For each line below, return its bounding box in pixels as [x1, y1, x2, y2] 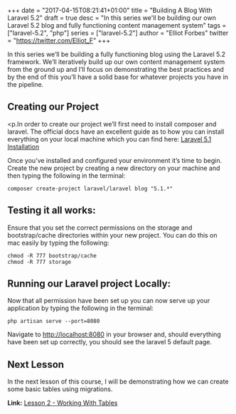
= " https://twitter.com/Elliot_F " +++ [7, 36, 111, 45]
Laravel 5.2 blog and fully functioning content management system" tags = [7, 21, 227, 29]
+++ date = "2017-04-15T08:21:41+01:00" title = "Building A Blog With [7, 6, 213, 14]
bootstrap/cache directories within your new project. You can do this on [7, 230, 218, 239]
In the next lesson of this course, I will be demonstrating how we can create [7, 377, 229, 386]
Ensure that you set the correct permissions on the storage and [7, 223, 193, 232]
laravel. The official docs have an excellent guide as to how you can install [7, 127, 225, 136]
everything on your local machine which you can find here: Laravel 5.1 [7, 134, 212, 143]
